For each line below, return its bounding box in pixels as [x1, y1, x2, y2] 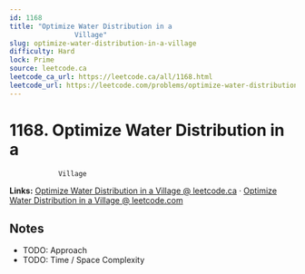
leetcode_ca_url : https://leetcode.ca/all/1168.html [9, 73, 213, 82]
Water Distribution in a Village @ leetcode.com [9, 194, 183, 205]
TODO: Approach [22, 245, 88, 256]
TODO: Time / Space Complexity [22, 255, 145, 266]
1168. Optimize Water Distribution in [9, 120, 285, 141]
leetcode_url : [9, 81, 64, 90]
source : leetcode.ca [9, 64, 88, 73]
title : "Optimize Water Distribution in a [9, 22, 172, 31]
